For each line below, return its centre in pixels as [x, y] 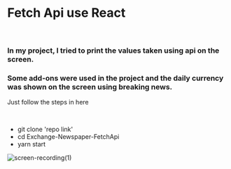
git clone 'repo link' [45, 129]
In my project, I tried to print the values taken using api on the [113, 50]
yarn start [31, 144]
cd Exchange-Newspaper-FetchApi [68, 137]
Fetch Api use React [66, 13]
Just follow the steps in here [48, 102]
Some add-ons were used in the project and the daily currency [115, 78]
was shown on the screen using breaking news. [90, 87]
